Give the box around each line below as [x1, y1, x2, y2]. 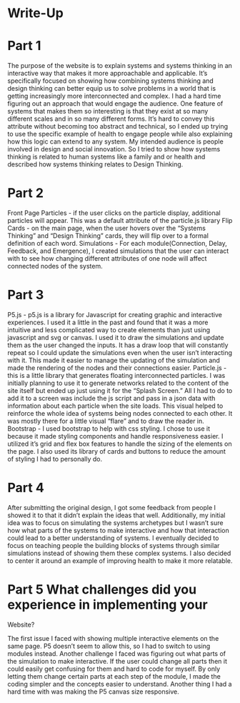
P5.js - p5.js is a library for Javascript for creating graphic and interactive [7, 311, 223, 319]
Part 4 [7, 480, 44, 496]
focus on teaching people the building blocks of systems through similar [7, 541, 220, 549]
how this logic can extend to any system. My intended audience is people [7, 137, 224, 146]
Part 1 [7, 38, 41, 54]
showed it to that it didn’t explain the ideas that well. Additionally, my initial [7, 511, 226, 519]
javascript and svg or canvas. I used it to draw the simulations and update [7, 334, 224, 341]
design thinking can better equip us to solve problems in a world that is [7, 84, 216, 93]
